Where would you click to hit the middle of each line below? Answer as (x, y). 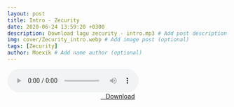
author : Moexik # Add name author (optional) (75, 53)
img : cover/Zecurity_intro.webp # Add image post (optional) (98, 40)
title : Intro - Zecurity (43, 20)
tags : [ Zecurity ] (33, 46)
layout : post (26, 14)
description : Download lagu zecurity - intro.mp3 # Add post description (117, 33)
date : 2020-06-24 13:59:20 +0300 (56, 27)
